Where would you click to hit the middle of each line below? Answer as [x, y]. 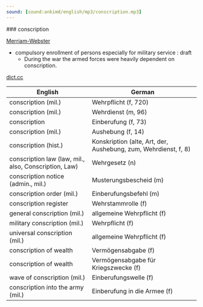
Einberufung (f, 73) [119, 121]
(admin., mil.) [28, 184]
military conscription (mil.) [47, 223]
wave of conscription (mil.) [47, 277]
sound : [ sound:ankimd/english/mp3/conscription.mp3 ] [74, 12]
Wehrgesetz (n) [114, 163]
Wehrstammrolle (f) [119, 203]
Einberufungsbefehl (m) [126, 193]
